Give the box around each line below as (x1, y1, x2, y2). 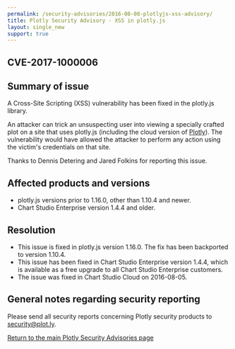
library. (7, 107, 28, 115)
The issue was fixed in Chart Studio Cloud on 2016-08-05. (17, 273, 188, 282)
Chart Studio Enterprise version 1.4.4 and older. (17, 203, 156, 212)
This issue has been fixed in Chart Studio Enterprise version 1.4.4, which (17, 258, 228, 266)
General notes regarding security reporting (7, 293, 201, 305)
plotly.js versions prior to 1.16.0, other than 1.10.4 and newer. (17, 196, 192, 205)
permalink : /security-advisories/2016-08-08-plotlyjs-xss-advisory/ (7, 10, 213, 18)
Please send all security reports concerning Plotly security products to (7, 312, 212, 321)
